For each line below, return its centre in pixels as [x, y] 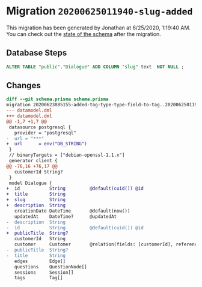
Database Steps [37, 53]
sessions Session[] [44, 272]
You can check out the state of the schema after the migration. [84, 34]
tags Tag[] [38, 278]
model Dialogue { [30, 183]
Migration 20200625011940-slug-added [99, 11]
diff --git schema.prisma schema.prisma [58, 99]
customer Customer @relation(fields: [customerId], [93, 244]
